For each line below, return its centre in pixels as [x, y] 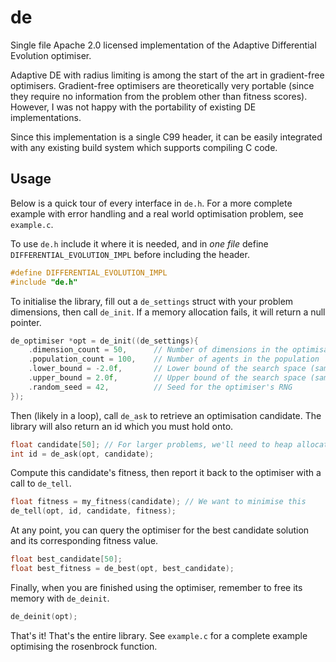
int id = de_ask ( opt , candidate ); [82, 454]
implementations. [46, 117]
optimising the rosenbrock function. [84, 646]
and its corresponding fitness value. [84, 541]
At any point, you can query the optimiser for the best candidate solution [160, 530]
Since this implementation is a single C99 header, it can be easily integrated [166, 137]
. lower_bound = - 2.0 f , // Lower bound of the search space [167, 369]
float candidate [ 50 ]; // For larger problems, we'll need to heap [151, 444]
